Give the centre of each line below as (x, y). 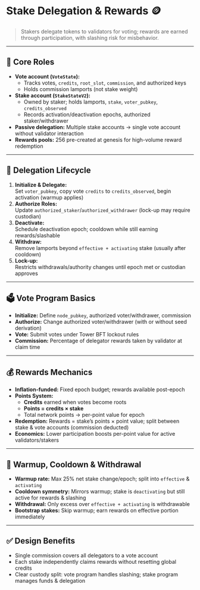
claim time (27, 347)
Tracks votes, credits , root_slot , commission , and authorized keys (105, 83)
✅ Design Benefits (41, 541)
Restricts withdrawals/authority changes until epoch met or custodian (100, 267)
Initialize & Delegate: (41, 185)
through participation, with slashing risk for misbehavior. (90, 38)
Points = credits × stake (54, 408)
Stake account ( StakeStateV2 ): (52, 95)
